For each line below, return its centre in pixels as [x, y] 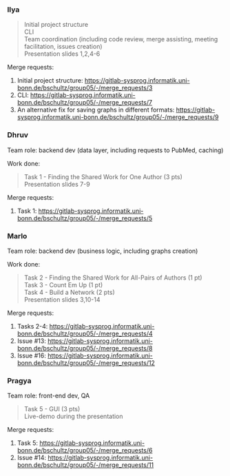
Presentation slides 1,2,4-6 [62, 54]
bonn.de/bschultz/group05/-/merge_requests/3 [85, 88]
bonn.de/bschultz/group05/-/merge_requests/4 [85, 333]
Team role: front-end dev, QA [49, 396]
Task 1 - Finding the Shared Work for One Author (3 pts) [103, 176]
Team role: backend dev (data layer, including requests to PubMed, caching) [115, 150]
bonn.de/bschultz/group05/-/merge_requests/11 [85, 465]
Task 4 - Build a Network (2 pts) [69, 292]
